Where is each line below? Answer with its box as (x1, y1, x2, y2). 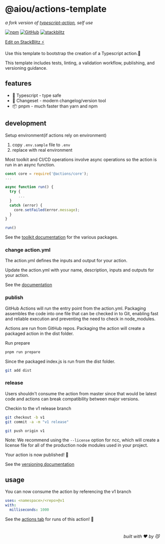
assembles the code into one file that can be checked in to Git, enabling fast (5, 310, 159, 316)
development (5, 119, 47, 128)
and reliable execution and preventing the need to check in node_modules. (5, 316, 156, 322)
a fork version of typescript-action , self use (5, 20, 93, 26)
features (5, 80, 32, 88)
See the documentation (5, 282, 52, 288)
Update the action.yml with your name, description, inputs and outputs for (5, 267, 154, 273)
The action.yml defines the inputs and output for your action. (5, 258, 128, 264)
